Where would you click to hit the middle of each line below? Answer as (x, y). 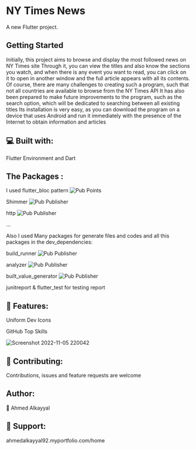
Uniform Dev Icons (29, 320)
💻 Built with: (30, 141)
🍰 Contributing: (35, 361)
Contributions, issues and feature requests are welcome (74, 375)
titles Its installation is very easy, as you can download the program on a (93, 109)
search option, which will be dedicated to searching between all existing (93, 103)
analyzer (17, 265)
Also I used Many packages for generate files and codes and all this (88, 236)
